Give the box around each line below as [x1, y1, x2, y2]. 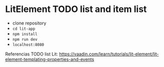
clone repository [12, 20, 46, 26]
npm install [12, 31, 37, 36]
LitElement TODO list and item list [5, 3, 147, 15]
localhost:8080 [12, 42, 44, 47]
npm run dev [12, 36, 37, 42]
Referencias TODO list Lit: [5, 51, 58, 57]
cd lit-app [12, 26, 35, 31]
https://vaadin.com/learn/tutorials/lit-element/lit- [59, 51, 159, 57]
